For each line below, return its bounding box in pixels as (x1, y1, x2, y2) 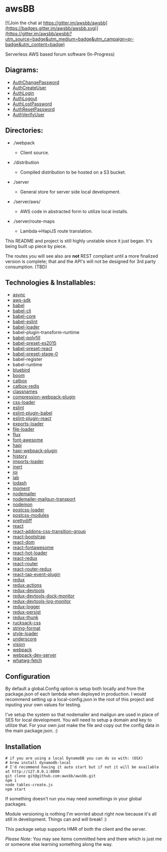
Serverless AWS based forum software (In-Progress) (5, 51, 115, 57)
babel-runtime (12, 361, 43, 368)
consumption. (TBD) (5, 264, 47, 270)
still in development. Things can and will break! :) (5, 816, 107, 822)
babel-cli (12, 308, 31, 314)
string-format (12, 625, 41, 631)
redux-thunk (12, 615, 39, 621)
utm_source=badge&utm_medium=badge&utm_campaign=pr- (5, 36, 134, 42)
